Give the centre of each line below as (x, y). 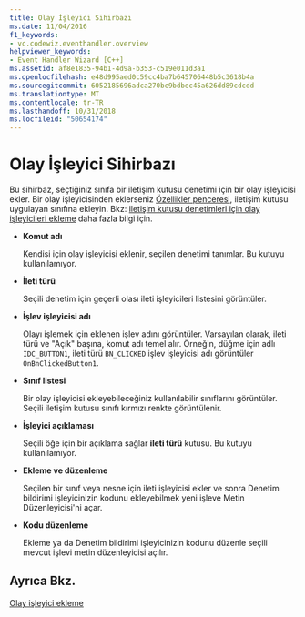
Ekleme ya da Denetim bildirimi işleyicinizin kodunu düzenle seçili (145, 543)
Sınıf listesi (44, 381)
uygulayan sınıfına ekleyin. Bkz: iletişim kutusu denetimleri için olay (135, 209)
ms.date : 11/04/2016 (49, 26)
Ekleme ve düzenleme (65, 470)
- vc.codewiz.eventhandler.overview (79, 43)
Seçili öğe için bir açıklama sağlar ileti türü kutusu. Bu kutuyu (137, 443)
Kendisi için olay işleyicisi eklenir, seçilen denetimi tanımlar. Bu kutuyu (153, 254)
